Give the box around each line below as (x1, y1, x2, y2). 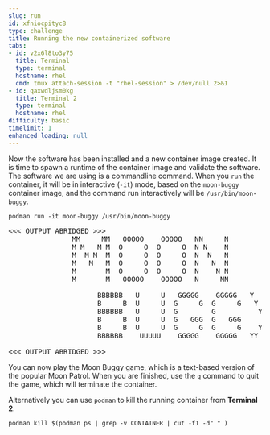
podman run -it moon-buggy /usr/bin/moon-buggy (8, 212, 171, 220)
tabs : (8, 42, 27, 50)
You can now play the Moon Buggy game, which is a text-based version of (8, 362, 255, 371)
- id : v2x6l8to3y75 (8, 49, 74, 57)
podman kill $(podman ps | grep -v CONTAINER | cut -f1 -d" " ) (8, 419, 228, 427)
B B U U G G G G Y (97, 299, 259, 308)
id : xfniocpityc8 (8, 19, 67, 27)
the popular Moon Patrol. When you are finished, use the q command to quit (8, 371, 260, 380)
